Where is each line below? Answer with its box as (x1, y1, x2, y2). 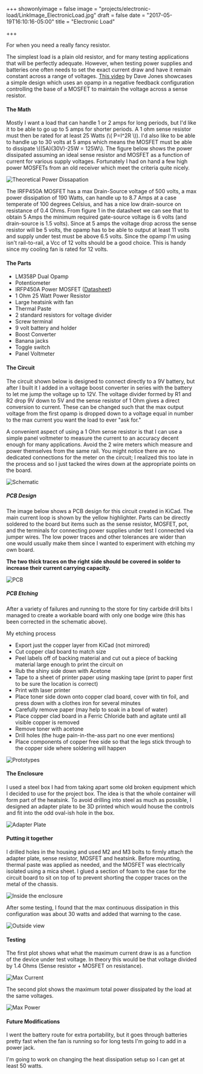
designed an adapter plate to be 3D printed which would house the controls (6, 803, 195, 810)
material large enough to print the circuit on (14, 660, 123, 668)
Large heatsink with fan (14, 299, 74, 306)
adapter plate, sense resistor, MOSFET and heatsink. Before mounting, (6, 854, 181, 862)
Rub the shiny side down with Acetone (14, 667, 111, 674)
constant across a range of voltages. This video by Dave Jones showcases (6, 73, 193, 79)
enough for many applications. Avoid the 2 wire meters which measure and (6, 440, 193, 448)
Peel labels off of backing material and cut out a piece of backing (14, 654, 178, 661)
